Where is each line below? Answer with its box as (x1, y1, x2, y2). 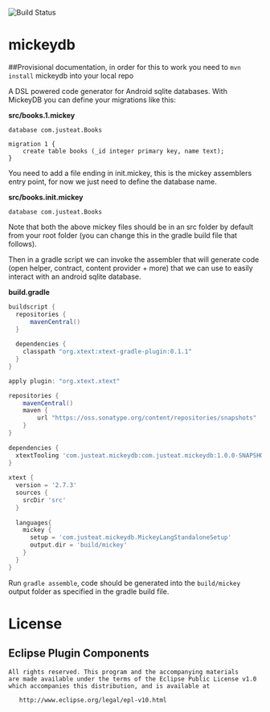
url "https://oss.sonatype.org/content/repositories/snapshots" (37, 414, 257, 422)
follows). (8, 239, 38, 248)
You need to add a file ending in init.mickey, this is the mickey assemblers (8, 168, 252, 178)
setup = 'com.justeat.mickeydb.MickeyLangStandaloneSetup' (29, 534, 231, 542)
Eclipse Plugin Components (8, 647, 150, 661)
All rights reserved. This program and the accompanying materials (8, 668, 239, 676)
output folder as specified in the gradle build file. (8, 587, 170, 596)
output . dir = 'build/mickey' (29, 541, 128, 550)
